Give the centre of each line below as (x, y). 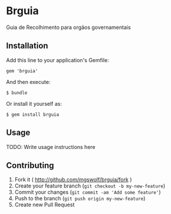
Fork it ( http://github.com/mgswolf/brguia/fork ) (73, 180)
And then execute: (28, 82)
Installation (27, 46)
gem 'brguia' (22, 71)
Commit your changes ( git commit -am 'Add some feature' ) (88, 192)
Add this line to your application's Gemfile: (57, 60)
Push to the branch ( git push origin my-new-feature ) (80, 199)
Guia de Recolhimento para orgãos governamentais (68, 27)
